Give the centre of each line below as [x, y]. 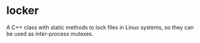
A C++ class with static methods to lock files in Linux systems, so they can [100, 27]
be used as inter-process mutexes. [50, 33]
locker [23, 11]
